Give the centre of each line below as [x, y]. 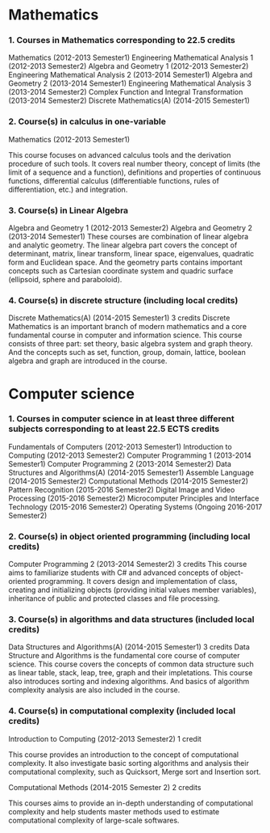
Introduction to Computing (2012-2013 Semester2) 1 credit [105, 738]
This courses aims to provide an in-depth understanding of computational [131, 803]
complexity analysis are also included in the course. [94, 690]
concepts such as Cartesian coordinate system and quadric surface [121, 271]
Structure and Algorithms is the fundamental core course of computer [124, 656]
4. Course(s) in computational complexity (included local [122, 711]
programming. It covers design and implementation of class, [137, 581]
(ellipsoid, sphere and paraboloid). [65, 280]
